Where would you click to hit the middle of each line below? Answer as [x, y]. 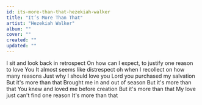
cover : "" [19, 35]
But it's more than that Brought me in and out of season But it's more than [99, 82]
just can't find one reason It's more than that [62, 95]
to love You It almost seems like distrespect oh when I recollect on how [96, 69]
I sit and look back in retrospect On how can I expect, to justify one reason [100, 63]
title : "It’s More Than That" [45, 18]
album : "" [19, 29]
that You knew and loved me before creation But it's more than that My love [101, 89]
